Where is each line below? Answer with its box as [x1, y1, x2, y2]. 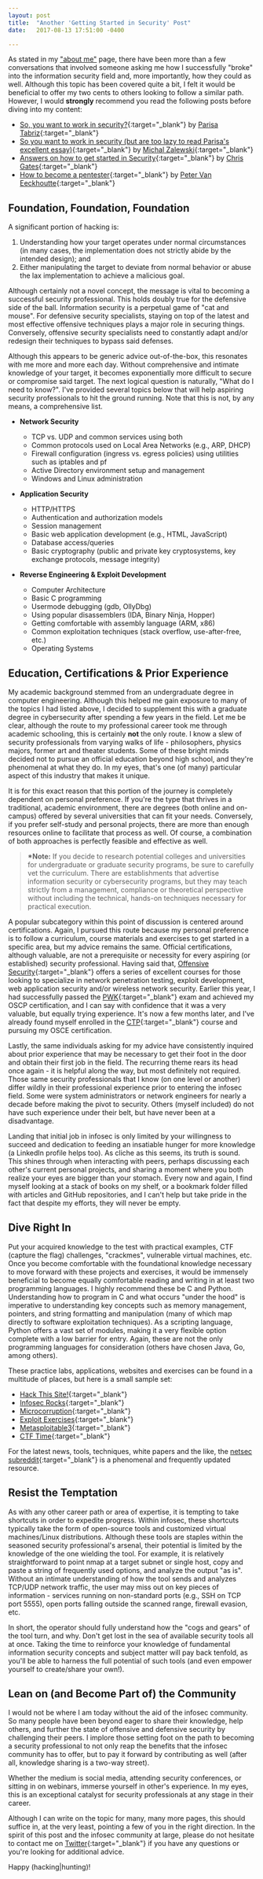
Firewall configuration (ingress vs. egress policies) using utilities [31, 449, 239, 459]
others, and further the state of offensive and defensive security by [8, 1725, 225, 1734]
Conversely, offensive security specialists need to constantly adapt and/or [8, 328, 249, 338]
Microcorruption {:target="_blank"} [19, 1406, 131, 1416]
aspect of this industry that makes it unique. [8, 771, 151, 780]
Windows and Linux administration [31, 474, 144, 484]
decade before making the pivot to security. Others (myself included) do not [8, 1099, 254, 1109]
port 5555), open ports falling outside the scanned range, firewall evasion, [8, 1599, 248, 1608]
